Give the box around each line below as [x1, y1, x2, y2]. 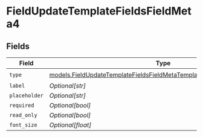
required [9, 102, 34, 109]
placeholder [9, 92, 44, 99]
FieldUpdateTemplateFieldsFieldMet [6, 4, 192, 18]
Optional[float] [49, 121, 92, 129]
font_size [9, 122, 37, 128]
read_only [9, 112, 37, 118]
